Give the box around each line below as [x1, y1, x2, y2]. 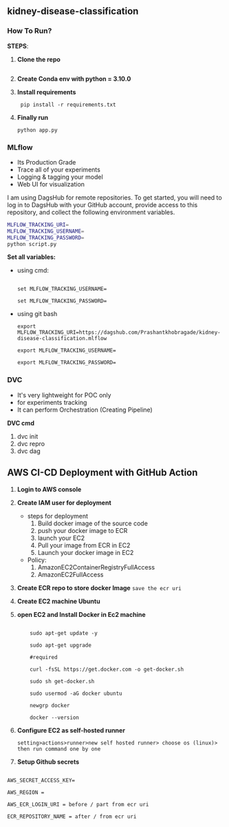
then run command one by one [17, 745, 101, 753]
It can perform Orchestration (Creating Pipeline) [17, 406, 153, 414]
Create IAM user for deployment [17, 499, 111, 507]
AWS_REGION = [7, 788, 45, 796]
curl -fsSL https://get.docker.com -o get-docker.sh [30, 666, 184, 673]
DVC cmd [7, 419, 34, 427]
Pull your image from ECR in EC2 [37, 541, 131, 549]
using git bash [17, 310, 58, 318]
